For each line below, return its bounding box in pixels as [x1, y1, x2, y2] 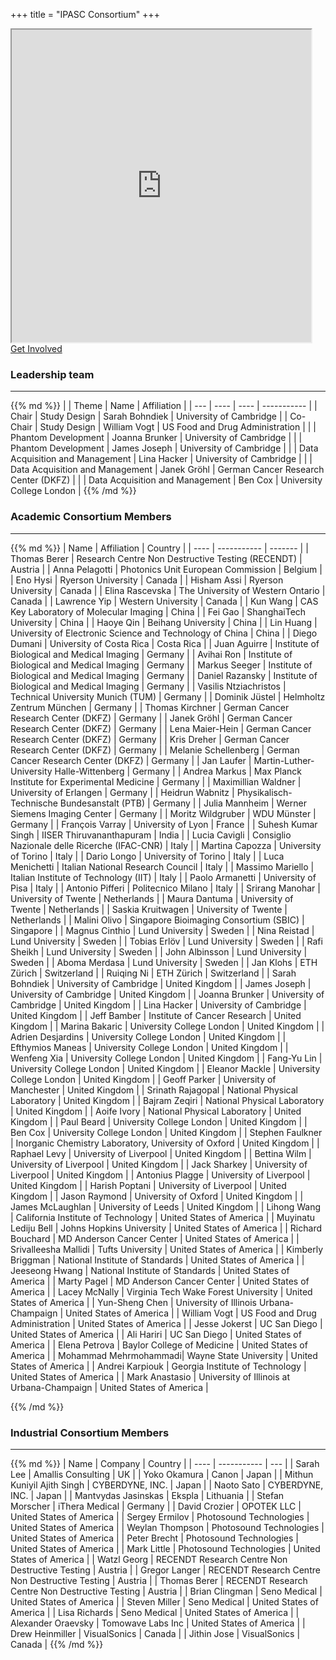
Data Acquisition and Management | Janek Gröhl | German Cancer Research [10, 464, 325, 476]
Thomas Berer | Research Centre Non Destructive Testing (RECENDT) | [10, 552, 303, 564]
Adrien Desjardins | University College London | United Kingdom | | [10, 1030, 287, 1043]
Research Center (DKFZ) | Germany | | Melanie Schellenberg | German [10, 744, 300, 756]
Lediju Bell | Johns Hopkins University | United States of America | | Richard [10, 1222, 323, 1234]
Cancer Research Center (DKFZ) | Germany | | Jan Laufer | [10, 754, 252, 766]
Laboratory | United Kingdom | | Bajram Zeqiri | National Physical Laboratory [10, 1094, 325, 1106]
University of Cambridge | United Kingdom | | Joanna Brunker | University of [10, 988, 325, 1000]
